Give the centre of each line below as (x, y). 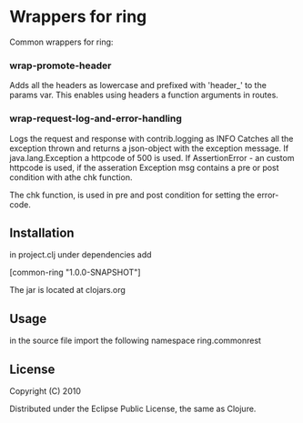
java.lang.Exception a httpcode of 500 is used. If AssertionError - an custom (152, 157)
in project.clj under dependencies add (81, 255)
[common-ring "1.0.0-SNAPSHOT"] (75, 272)
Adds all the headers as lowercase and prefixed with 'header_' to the (138, 86)
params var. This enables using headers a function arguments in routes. (144, 95)
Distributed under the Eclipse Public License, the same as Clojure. (133, 408)
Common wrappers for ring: (61, 42)
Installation (42, 232)
